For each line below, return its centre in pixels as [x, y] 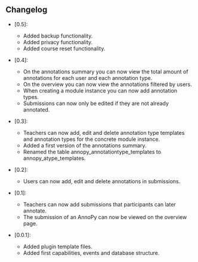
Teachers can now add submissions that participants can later [100, 204]
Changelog [27, 10]
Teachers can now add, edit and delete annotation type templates [104, 132]
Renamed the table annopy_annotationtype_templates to [92, 152]
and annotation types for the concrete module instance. [92, 139]
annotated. [36, 109]
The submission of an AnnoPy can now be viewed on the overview [105, 217]
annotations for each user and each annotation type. [88, 78]
